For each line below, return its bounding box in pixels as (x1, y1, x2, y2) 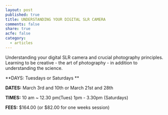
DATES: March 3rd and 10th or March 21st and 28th (5, 85, 114, 91)
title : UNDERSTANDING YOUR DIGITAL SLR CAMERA (5, 17, 106, 22)
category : (5, 36, 26, 41)
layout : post (5, 7, 33, 13)
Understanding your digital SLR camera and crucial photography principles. (5, 54, 163, 60)
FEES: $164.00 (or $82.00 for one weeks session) (5, 104, 110, 110)
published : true (5, 12, 40, 17)
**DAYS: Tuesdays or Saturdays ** (5, 74, 79, 81)
